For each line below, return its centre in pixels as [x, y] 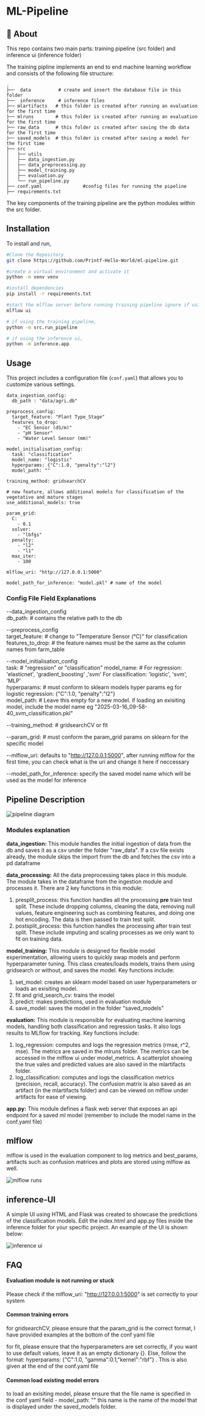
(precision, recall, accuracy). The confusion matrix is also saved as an [103, 1084]
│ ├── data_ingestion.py [41, 160]
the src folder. [24, 210]
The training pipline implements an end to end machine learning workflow [99, 67]
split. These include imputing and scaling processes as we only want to [105, 932]
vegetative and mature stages [45, 497]
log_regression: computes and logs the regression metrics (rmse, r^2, [103, 1045]
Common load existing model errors [53, 1380]
